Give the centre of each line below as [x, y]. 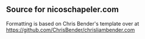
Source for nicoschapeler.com [62, 10]
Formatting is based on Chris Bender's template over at [72, 23]
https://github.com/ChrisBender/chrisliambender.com [71, 30]
